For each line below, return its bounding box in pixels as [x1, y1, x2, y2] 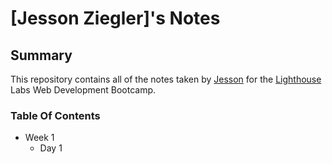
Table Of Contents [10, 108, 101, 122]
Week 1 [24, 132, 55, 144]
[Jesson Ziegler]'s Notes [10, 7, 221, 30]
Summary [10, 47, 73, 64]
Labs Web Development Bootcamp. [10, 84, 157, 96]
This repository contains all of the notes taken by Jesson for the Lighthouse [10, 73, 322, 85]
